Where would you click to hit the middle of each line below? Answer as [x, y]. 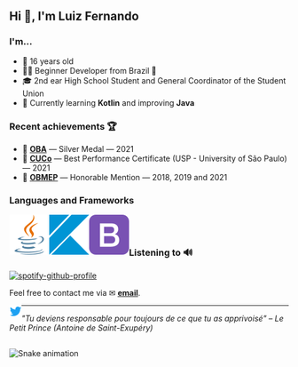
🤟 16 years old [47, 61]
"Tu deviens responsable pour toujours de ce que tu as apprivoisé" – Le [153, 318]
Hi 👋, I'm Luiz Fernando [74, 16]
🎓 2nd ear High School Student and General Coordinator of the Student [154, 80]
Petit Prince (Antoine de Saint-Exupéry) [81, 327]
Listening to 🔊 [161, 252]
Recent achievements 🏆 [63, 126]
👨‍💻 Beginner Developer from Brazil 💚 [89, 70]
